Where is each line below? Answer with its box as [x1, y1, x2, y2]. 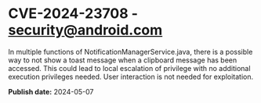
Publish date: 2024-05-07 [8, 87, 94, 96]
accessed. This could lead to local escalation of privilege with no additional [8, 63, 251, 73]
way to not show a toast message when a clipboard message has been [8, 55, 237, 65]
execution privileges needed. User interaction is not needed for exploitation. [8, 72, 254, 81]
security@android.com [8, 21, 163, 39]
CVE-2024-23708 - [8, 5, 139, 23]
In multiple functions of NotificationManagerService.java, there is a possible [8, 47, 253, 56]
